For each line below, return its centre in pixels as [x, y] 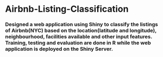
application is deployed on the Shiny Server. [59, 49]
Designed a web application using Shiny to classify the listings [81, 25]
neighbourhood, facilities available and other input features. [79, 37]
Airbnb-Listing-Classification [67, 9]
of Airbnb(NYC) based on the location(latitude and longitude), [81, 30]
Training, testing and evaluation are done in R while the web [78, 43]
